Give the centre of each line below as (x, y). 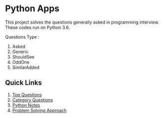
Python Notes (26, 105)
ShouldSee (23, 57)
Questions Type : (22, 37)
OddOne (21, 62)
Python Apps (32, 9)
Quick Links (24, 83)
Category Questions (32, 100)
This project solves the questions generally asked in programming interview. (82, 22)
